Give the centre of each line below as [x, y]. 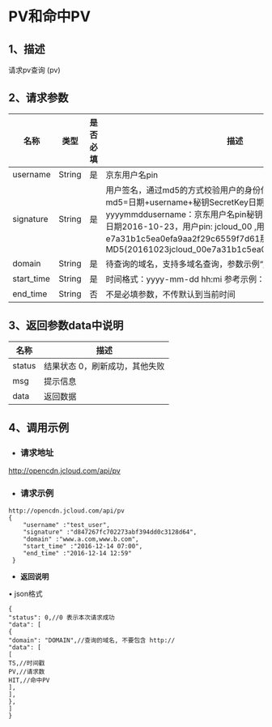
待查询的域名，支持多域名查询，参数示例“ [185, 264]
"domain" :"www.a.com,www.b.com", [81, 539]
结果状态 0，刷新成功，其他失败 [104, 366]
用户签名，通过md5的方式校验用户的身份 [183, 189]
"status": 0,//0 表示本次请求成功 [62, 617]
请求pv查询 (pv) [34, 70]
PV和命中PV [50, 17]
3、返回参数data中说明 [66, 326]
